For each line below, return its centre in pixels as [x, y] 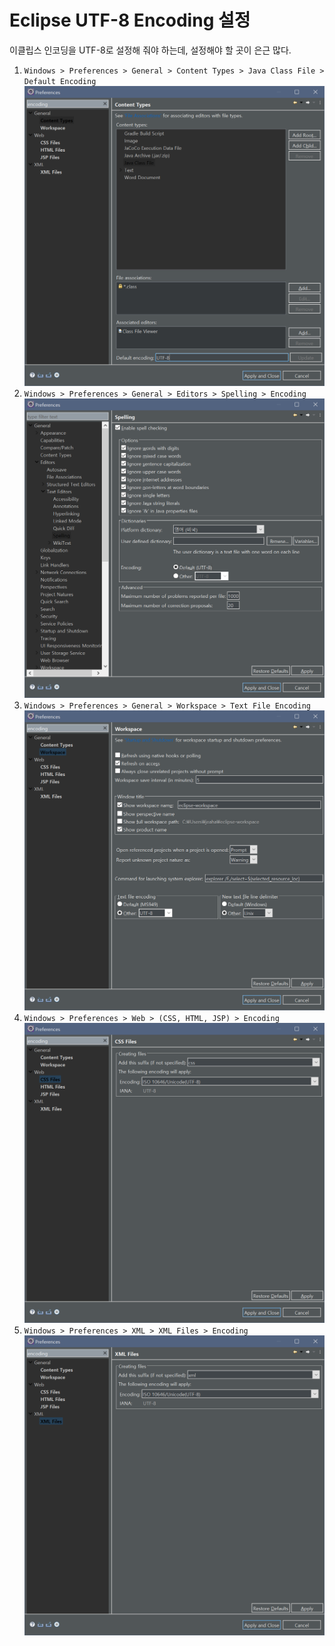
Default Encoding [60, 81]
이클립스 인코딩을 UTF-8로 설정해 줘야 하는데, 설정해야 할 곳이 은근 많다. [150, 50]
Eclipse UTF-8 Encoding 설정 [130, 20]
